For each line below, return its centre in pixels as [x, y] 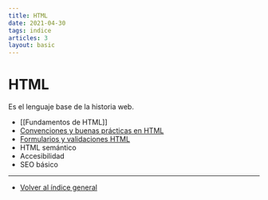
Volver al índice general [59, 187]
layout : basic [32, 45]
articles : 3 [28, 38]
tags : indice [30, 30]
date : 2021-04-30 [37, 23]
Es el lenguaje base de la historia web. [71, 107]
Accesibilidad [42, 156]
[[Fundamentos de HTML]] [63, 122]
